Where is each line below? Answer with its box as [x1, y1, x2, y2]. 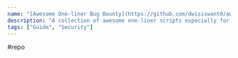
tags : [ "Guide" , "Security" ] [7, 23, 93, 30]
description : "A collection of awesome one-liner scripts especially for [7, 17, 230, 24]
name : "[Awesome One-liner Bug [7, 10, 100, 18]
